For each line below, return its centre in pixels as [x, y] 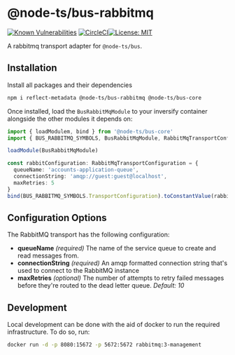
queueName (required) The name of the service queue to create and [117, 248]
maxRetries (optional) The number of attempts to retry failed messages [121, 278]
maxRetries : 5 [34, 183]
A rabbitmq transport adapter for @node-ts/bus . [74, 46]
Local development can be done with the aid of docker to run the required [114, 325]
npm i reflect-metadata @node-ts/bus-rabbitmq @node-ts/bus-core [104, 98]
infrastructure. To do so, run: [49, 332]
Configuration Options [57, 218]
